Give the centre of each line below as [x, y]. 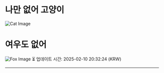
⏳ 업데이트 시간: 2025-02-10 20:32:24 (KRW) [76, 59]
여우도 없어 [26, 45]
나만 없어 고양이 [35, 10]
